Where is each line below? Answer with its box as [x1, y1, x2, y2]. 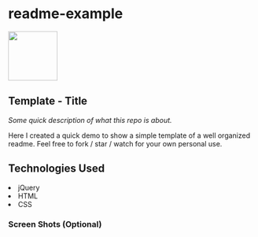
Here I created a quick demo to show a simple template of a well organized [8, 131, 251, 140]
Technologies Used [8, 162, 105, 176]
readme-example [8, 5, 123, 23]
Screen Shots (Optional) [8, 219, 102, 230]
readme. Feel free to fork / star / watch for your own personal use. [8, 139, 223, 148]
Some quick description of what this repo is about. [8, 115, 172, 124]
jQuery [18, 183, 40, 192]
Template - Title [8, 94, 88, 108]
